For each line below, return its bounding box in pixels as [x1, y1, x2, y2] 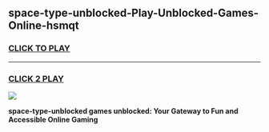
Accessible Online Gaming [8, 114, 98, 124]
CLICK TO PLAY [8, 43, 70, 54]
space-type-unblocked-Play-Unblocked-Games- [8, 6, 259, 20]
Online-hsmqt [8, 19, 79, 33]
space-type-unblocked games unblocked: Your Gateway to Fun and [8, 106, 239, 115]
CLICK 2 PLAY [8, 73, 64, 84]
